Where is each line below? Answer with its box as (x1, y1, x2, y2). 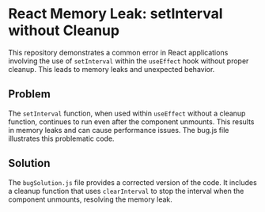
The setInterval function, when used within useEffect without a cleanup (8, 108, 246, 118)
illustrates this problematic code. (8, 134, 115, 143)
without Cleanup (8, 21, 120, 40)
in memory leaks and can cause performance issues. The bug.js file (8, 125, 229, 134)
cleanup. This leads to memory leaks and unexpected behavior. (8, 64, 215, 74)
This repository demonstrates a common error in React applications (8, 47, 229, 57)
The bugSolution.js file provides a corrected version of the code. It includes (8, 177, 257, 187)
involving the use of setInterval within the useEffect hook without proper (8, 56, 249, 66)
